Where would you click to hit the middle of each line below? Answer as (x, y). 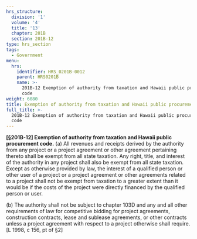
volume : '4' (26, 22)
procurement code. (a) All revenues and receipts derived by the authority (95, 144)
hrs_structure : (25, 11)
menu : (13, 60)
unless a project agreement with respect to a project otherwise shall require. (98, 224)
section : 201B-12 (33, 39)
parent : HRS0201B (38, 77)
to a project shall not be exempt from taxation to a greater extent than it (92, 181)
